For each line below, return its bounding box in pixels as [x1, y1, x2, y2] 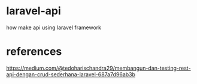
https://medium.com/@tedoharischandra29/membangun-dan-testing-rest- [6, 64, 191, 71]
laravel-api [6, 4, 61, 18]
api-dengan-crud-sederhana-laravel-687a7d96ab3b [6, 70, 136, 78]
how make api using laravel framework [6, 24, 102, 31]
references [6, 45, 62, 58]
